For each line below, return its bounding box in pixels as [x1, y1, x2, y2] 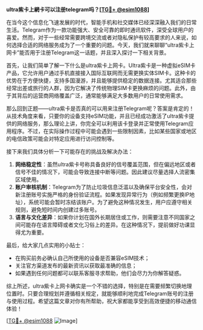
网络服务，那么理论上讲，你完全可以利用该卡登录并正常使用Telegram [16, 120, 188, 127]
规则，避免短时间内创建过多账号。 [14, 206, 100, 213]
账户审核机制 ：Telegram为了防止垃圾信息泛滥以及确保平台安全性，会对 [14, 184, 192, 190]
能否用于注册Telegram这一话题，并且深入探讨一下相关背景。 [19, 49, 170, 56]
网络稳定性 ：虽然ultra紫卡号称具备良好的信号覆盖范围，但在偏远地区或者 [14, 161, 196, 168]
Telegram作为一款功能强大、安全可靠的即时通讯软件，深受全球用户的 [22, 27, 194, 33]
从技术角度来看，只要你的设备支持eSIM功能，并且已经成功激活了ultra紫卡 [6, 112, 189, 120]
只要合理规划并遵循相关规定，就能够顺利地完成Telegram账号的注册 [27, 290, 194, 297]
